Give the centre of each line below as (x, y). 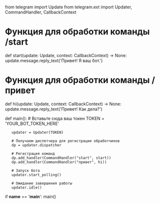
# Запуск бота (26, 171)
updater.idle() (27, 188)
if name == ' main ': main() (31, 196)
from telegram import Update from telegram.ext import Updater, (68, 7)
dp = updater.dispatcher (36, 145)
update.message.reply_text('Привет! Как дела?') (54, 109)
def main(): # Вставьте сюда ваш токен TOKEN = (55, 118)
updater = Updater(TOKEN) (37, 132)
